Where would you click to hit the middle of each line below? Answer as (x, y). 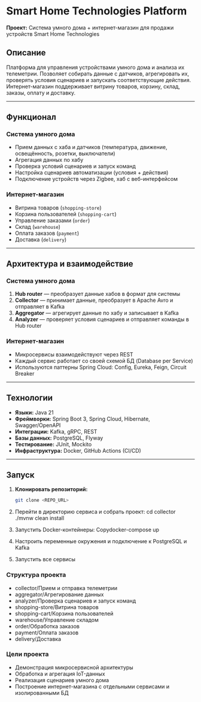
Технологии (29, 398)
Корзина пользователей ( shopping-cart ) (66, 214)
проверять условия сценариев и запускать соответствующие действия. (99, 80)
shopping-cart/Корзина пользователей (64, 613)
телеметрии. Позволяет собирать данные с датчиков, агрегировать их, (98, 74)
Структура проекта (36, 575)
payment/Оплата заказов (47, 633)
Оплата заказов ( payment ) (47, 233)
